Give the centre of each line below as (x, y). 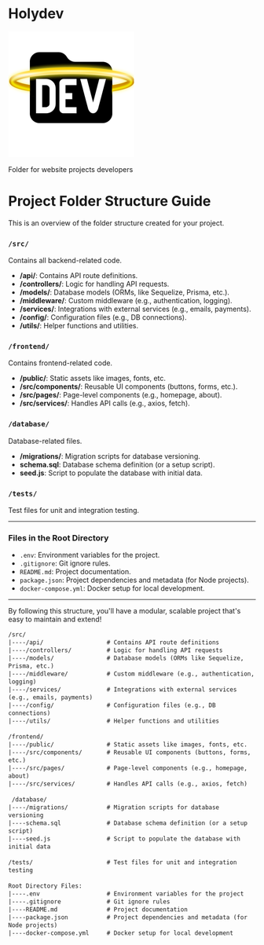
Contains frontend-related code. (60, 363)
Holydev (36, 14)
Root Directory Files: (45, 886)
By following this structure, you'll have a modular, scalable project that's (125, 611)
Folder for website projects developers (71, 169)
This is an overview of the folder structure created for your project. (116, 223)
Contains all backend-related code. (65, 261)
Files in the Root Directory (59, 537)
